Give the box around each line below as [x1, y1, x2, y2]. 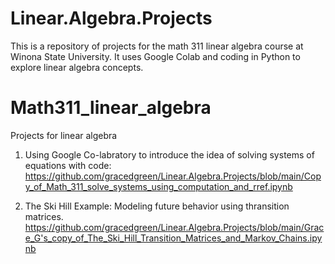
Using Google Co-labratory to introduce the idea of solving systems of [24, 148, 315, 161]
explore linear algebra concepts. [10, 61, 144, 73]
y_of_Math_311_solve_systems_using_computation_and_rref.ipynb [24, 180, 293, 192]
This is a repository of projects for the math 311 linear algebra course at [10, 40, 304, 52]
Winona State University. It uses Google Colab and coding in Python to [10, 50, 301, 62]
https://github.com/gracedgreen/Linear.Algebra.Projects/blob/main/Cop [24, 170, 322, 182]
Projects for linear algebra [10, 129, 118, 141]
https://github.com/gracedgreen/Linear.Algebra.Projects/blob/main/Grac [24, 221, 325, 233]
